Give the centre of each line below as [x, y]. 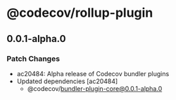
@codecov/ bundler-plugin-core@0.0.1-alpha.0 [95, 88]
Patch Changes [33, 59]
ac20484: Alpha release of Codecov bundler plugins [93, 73]
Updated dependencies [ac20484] [67, 81]
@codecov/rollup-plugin [80, 13]
